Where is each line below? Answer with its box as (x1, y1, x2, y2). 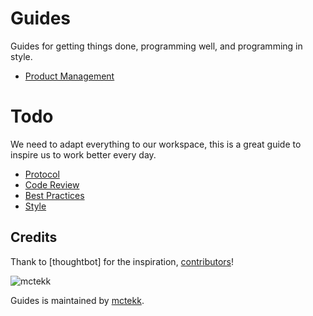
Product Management (24, 70, 115, 82)
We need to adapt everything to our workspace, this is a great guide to (10, 138, 302, 150)
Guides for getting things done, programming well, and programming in (10, 40, 303, 52)
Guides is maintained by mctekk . (10, 294, 145, 306)
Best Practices (24, 189, 85, 201)
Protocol (24, 168, 60, 180)
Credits (10, 229, 58, 246)
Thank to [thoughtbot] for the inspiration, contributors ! (10, 255, 235, 267)
